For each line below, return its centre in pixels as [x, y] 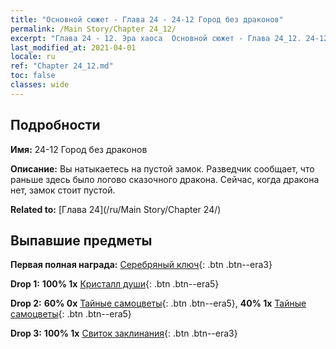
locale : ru [33, 57]
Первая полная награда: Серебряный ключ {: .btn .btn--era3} [141, 265]
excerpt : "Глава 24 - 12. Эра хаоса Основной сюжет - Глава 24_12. [156, 38]
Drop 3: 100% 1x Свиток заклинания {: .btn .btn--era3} [124, 333]
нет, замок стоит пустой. [63, 190]
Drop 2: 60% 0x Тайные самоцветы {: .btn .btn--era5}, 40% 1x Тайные [158, 303]
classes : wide [40, 85]
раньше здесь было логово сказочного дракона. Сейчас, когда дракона [165, 179]
